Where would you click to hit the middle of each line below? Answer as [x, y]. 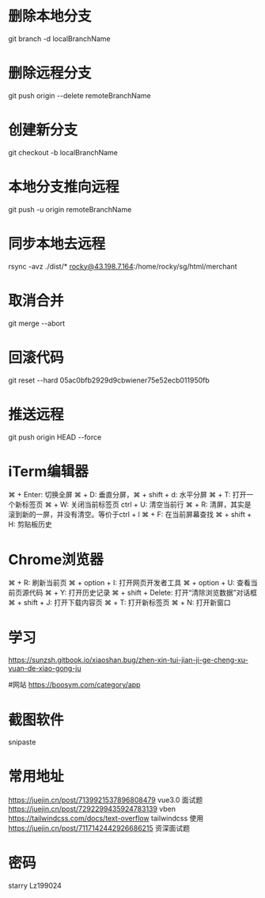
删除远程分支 [50, 73]
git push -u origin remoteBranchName [70, 209]
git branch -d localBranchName [59, 38]
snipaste [22, 742]
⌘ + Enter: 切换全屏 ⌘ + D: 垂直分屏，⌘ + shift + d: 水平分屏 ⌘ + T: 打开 [127, 495]
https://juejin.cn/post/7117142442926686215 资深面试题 [99, 828]
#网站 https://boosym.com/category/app [74, 685]
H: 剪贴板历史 [30, 524]
